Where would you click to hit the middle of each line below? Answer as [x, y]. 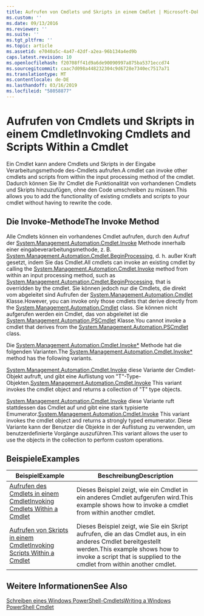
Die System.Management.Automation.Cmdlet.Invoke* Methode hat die [94, 345]
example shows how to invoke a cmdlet [133, 505]
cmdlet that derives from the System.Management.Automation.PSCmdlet [97, 327]
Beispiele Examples [43, 459]
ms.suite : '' [23, 35]
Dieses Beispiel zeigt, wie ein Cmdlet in [132, 490]
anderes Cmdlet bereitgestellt [119, 542]
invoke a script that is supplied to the [129, 557]
